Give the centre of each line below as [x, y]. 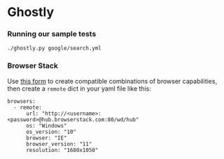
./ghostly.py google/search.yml [54, 48]
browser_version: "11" [59, 144]
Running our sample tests [52, 34]
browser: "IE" [47, 138]
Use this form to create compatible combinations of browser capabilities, [112, 81]
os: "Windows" [47, 126]
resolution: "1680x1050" [62, 150]
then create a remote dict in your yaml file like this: [79, 89]
